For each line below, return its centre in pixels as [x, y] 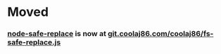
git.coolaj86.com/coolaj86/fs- [161, 34]
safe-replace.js [34, 42]
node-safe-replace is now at [57, 34]
